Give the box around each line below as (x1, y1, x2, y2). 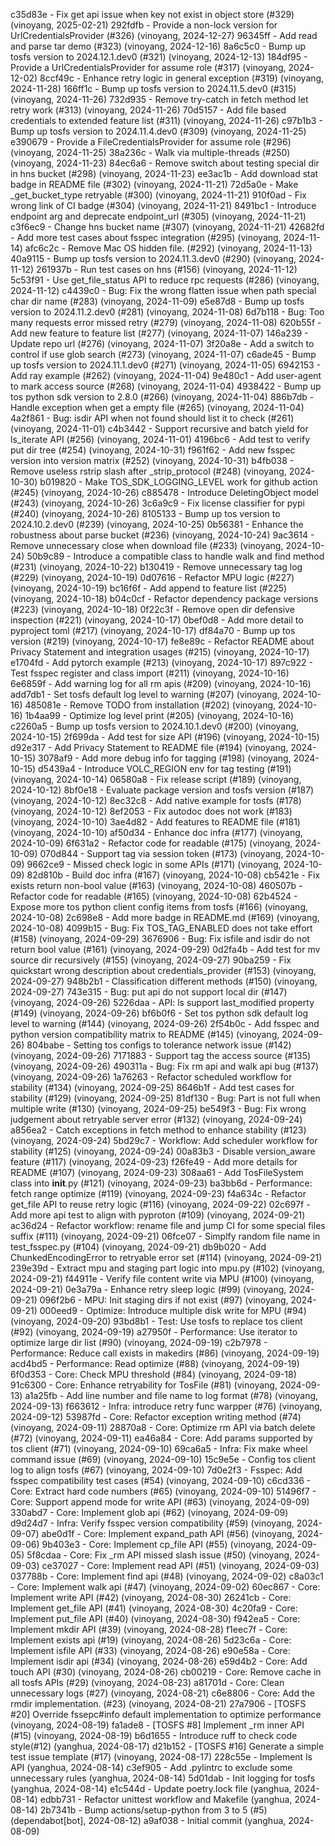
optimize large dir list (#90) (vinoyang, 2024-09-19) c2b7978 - (10, 1337, 268, 1348)
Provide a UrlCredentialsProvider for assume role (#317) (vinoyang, (10, 62, 287, 73)
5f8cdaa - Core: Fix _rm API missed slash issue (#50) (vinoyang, (26, 1549, 293, 1561)
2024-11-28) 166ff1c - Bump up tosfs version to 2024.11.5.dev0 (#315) (10, 83, 297, 94)
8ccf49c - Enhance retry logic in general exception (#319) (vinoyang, (39, 72, 325, 84)
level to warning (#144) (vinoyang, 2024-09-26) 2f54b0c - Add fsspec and (10, 1018, 320, 1029)
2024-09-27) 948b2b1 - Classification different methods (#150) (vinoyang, (10, 975, 318, 987)
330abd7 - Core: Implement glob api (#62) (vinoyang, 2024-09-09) (10, 1507, 289, 1518)
